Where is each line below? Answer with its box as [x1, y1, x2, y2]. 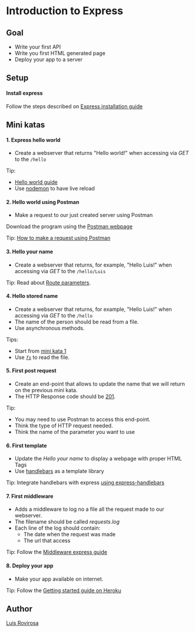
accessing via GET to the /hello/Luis [14, 267, 106, 274]
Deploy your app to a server [14, 56, 83, 63]
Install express [6, 89, 43, 96]
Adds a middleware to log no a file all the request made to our [14, 505, 165, 513]
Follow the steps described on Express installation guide [6, 102, 143, 110]
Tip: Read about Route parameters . [6, 279, 91, 286]
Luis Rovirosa [6, 620, 39, 627]
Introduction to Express [6, 4, 124, 18]
